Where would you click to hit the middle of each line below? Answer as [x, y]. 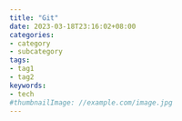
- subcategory [36, 52]
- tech [22, 94]
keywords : [28, 86]
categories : [32, 35]
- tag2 [22, 77]
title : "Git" [34, 18]
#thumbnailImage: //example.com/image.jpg [91, 102]
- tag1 [22, 69]
